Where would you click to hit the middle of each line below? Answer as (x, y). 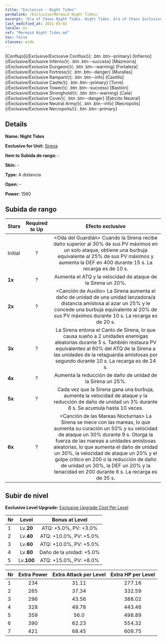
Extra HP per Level (133, 575)
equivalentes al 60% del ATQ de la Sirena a (105, 349)
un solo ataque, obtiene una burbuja (106, 250)
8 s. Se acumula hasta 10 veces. (106, 408)
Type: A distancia (23, 174)
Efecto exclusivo (106, 226)
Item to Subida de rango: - (33, 155)
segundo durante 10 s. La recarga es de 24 (106, 361)
